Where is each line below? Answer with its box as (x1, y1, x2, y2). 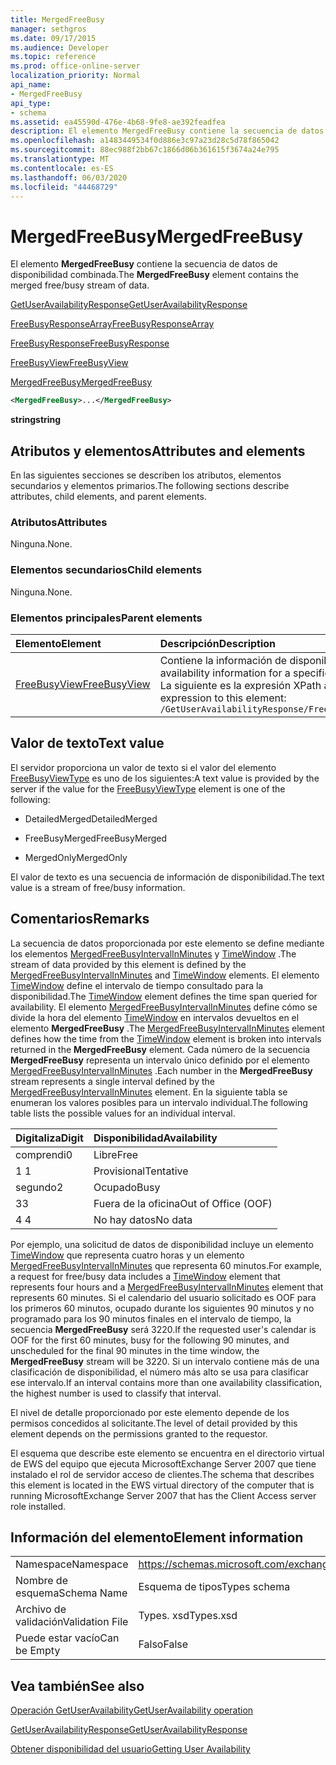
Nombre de (15, 1574, 68, 1588)
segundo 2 (15, 1180, 64, 1194)
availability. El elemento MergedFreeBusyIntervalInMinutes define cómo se (10, 1001, 318, 1013)
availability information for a (159, 666, 291, 680)
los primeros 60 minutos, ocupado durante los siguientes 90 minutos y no (10, 1302, 315, 1314)
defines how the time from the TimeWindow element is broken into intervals (10, 1032, 322, 1045)
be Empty (15, 1644, 61, 1658)
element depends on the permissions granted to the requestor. (10, 1427, 268, 1440)
